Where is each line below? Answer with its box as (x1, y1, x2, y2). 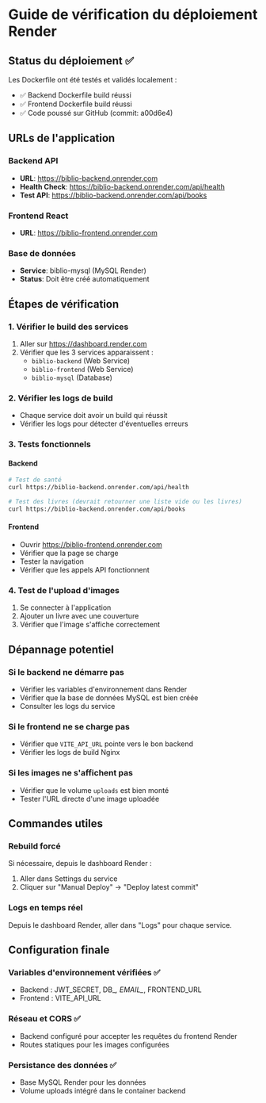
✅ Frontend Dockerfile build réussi (19, 99, 132, 109)
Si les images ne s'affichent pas (8, 768, 133, 779)
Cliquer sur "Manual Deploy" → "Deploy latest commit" (19, 883, 199, 892)
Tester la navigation (19, 557, 85, 566)
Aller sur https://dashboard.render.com (19, 339, 148, 348)
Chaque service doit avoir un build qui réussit (19, 411, 168, 420)
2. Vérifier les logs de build (8, 393, 113, 404)
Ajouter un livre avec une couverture (19, 611, 139, 621)
